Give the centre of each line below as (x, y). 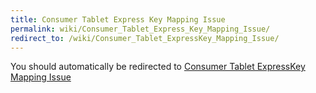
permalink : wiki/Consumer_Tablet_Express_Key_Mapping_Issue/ (140, 29)
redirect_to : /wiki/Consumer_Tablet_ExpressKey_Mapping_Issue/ (145, 38)
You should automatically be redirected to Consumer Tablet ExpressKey (158, 67)
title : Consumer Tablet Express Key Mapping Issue (118, 19)
